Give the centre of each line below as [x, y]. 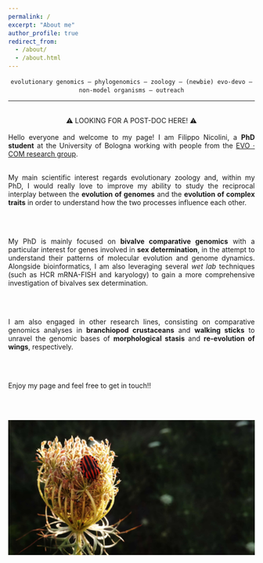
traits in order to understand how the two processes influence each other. [128, 203]
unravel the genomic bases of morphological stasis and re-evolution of [131, 338]
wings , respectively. [41, 347]
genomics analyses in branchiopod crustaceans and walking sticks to [131, 330]
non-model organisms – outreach [131, 90]
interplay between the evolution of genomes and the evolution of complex [132, 194]
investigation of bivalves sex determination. [78, 283]
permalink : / [29, 16]
